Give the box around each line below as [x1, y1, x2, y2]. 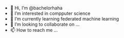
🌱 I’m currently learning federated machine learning [10, 16, 119, 22]
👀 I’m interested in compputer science [10, 10, 91, 16]
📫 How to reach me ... [10, 27, 58, 33]
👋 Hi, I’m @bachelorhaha [10, 5, 63, 11]
